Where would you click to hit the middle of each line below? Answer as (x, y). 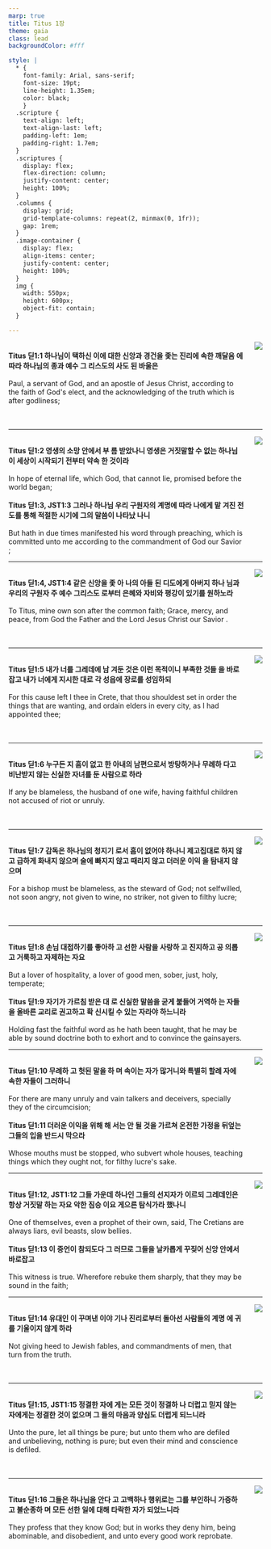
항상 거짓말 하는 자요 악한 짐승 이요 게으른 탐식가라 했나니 (97, 1204)
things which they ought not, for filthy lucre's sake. (93, 1161)
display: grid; (48, 211)
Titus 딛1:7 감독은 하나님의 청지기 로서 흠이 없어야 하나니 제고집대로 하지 (121, 850)
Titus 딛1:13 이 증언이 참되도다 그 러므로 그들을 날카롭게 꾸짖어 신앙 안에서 (124, 1248)
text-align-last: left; (63, 128)
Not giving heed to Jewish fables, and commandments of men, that (120, 1345)
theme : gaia (28, 31)
